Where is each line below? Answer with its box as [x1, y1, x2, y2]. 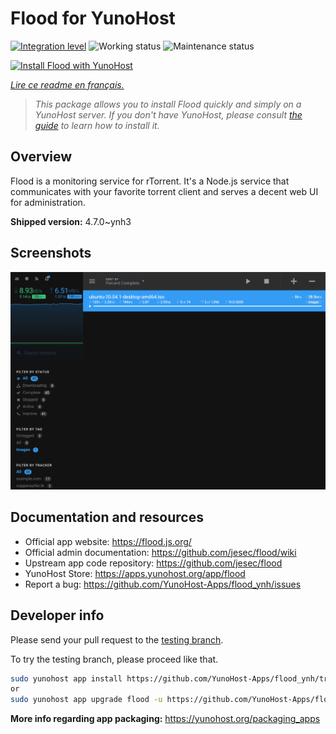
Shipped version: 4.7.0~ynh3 [10, 215, 132, 227]
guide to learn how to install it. [34, 119, 160, 131]
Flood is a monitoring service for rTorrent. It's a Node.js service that [10, 175, 290, 187]
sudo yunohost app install [10, 673, 123, 684]
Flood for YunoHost [10, 7, 176, 30]
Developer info [10, 607, 105, 624]
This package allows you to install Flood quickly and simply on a [34, 98, 302, 110]
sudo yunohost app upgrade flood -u [10, 695, 163, 705]
